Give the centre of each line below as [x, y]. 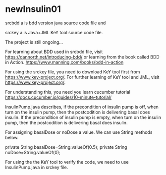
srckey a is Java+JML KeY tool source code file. [54, 32]
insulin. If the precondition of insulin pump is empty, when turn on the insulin [83, 117]
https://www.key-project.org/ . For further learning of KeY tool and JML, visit [82, 77]
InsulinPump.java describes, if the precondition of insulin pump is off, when [82, 107]
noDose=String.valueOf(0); [33, 152]
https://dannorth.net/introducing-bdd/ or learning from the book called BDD [82, 57]
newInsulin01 [33, 9]
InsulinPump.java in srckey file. [37, 167]
